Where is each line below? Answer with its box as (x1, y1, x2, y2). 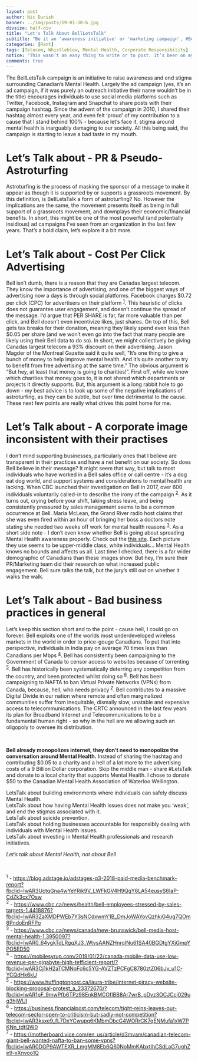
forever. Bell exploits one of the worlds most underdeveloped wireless (6, 632, 176, 639)
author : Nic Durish (6, 14, 54, 20)
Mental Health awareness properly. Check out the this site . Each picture (6, 536, 181, 543)
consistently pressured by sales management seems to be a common (6, 503, 175, 510)
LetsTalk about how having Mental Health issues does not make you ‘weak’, (6, 802, 189, 809)
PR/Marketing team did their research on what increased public (6, 560, 160, 568)
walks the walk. (6, 573, 44, 581)
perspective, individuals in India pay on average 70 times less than (6, 645, 167, 652)
